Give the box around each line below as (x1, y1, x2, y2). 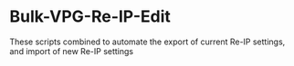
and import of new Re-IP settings (9, 45, 134, 56)
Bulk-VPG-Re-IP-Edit (9, 6, 172, 27)
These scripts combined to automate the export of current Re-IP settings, (9, 36, 286, 47)
